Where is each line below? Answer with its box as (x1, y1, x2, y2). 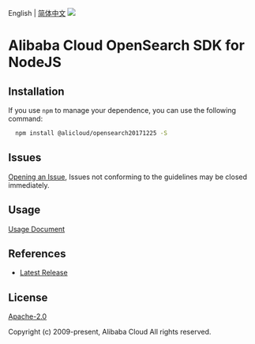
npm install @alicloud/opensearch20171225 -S (15, 129, 168, 137)
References (8, 247, 66, 260)
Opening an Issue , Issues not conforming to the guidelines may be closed (8, 172, 247, 181)
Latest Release (19, 268, 69, 278)
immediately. (8, 180, 50, 189)
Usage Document (8, 224, 66, 234)
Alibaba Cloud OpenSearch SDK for (8, 36, 245, 54)
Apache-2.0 (8, 312, 47, 321)
